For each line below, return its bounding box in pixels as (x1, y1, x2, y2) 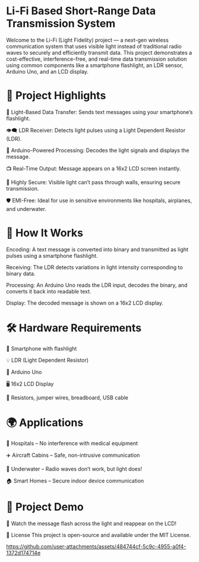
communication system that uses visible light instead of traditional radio (6, 43, 182, 50)
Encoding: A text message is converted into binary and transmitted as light (6, 245, 189, 253)
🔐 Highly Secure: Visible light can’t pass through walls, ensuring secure (6, 178, 181, 185)
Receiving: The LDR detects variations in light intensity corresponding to (6, 263, 183, 271)
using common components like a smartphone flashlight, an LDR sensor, (6, 61, 184, 69)
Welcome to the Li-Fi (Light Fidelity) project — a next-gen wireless (6, 36, 169, 43)
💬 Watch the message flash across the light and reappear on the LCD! (6, 520, 177, 527)
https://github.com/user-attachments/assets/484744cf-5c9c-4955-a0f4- (6, 542, 187, 550)
